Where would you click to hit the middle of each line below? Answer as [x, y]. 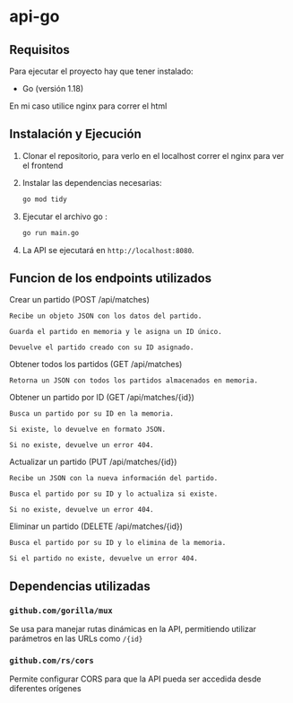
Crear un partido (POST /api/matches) [80, 300]
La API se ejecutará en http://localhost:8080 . [108, 250]
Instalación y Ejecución [75, 134]
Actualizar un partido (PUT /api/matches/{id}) [93, 462]
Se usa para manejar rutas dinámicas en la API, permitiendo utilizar [133, 629]
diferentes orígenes [46, 689]
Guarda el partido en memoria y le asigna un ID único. [116, 332]
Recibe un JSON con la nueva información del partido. [114, 479]
